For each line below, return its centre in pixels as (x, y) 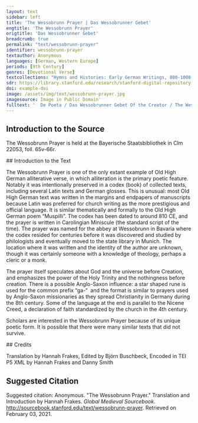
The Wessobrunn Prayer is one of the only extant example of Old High (91, 173)
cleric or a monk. (27, 260)
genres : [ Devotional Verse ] (41, 72)
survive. (16, 333)
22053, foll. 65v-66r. (31, 149)
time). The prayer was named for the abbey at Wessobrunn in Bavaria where (99, 229)
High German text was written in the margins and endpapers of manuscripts (98, 197)
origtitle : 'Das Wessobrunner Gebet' (52, 34)
